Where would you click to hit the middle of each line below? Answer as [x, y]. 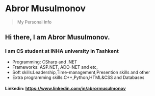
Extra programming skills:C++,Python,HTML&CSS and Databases [78, 77]
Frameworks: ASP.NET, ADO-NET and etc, [55, 67]
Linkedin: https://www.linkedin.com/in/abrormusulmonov [65, 89]
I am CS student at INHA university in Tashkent [62, 51]
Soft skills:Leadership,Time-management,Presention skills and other [81, 72]
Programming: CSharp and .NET [45, 62]
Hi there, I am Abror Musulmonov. [58, 37]
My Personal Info [34, 22]
